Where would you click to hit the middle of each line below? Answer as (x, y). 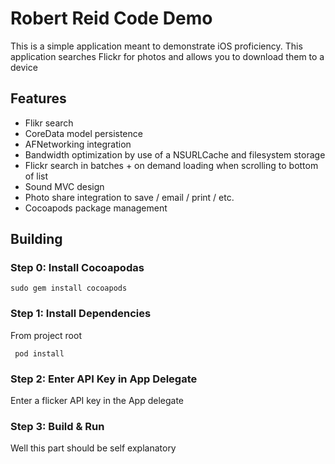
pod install (39, 353)
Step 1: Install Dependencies (81, 314)
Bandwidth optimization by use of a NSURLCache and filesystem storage (175, 154)
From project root (46, 335)
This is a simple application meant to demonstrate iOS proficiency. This (156, 46)
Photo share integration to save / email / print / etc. (129, 197)
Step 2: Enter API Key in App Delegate (104, 379)
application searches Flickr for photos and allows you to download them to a (167, 56)
